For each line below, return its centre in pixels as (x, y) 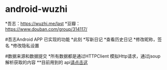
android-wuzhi (36, 9)
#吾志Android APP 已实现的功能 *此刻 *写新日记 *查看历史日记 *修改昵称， (81, 39)
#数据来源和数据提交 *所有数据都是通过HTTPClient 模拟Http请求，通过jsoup (83, 56)
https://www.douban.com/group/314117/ (46, 29)
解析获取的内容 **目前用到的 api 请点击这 (46, 62)
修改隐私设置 (26, 45)
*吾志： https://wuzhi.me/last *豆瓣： (43, 23)
